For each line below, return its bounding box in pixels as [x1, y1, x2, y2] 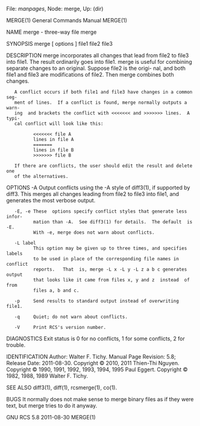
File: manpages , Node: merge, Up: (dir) [6, 5, 104, 12]
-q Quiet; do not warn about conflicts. [14, 314, 128, 320]
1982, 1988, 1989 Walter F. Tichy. [6, 372, 89, 379]
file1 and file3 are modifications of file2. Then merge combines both [6, 71, 174, 78]
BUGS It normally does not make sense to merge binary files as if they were [6, 396, 194, 403]
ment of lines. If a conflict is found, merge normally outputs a [14, 99, 187, 105]
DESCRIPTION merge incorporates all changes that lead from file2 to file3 [6, 52, 189, 59]
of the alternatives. [14, 174, 69, 180]
